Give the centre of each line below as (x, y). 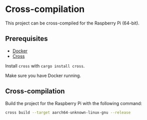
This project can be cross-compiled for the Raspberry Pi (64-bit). (72, 23)
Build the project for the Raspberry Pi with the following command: (74, 103)
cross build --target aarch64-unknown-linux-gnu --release (68, 112)
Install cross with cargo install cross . (45, 65)
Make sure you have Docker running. (43, 75)
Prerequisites (26, 39)
